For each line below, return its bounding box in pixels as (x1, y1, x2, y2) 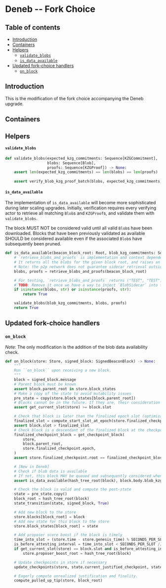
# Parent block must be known (14, 382, 77, 387)
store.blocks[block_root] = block (14, 514, 85, 519)
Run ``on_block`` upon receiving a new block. (14, 368, 112, 373)
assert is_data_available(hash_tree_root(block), (14, 478, 119, 483)
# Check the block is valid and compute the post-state (14, 487, 132, 492)
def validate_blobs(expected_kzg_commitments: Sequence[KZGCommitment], (5, 156, 158, 161)
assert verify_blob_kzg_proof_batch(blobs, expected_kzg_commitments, (14, 179, 163, 184)
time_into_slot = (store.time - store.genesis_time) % (14, 537, 129, 542)
